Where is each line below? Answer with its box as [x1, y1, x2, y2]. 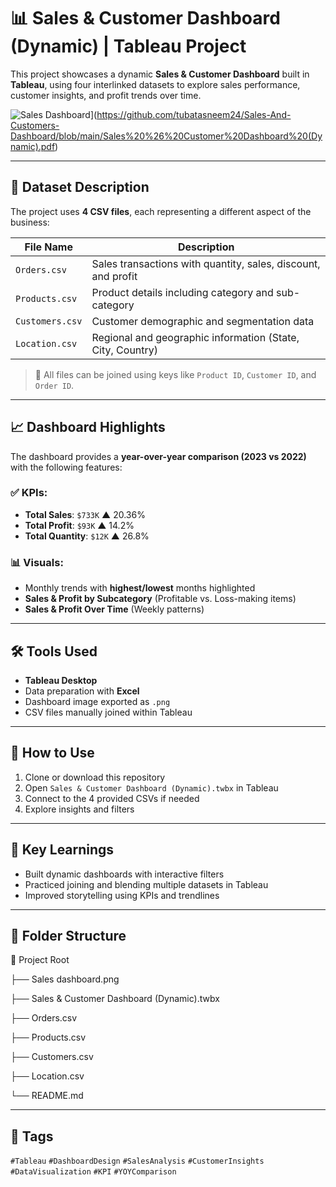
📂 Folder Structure [10, 927, 127, 944]
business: [10, 216, 50, 228]
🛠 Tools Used [10, 643, 98, 660]
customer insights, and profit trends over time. [10, 89, 202, 101]
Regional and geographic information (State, [91, 330, 300, 344]
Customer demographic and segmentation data [91, 314, 315, 328]
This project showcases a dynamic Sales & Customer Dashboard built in [10, 68, 310, 80]
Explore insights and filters [24, 803, 135, 815]
